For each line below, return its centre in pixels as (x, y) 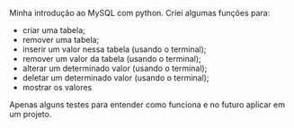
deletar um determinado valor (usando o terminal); (116, 78)
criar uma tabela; (53, 30)
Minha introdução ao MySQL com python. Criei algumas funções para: (140, 13)
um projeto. (31, 114)
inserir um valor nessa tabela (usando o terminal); (114, 49)
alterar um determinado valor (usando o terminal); (115, 68)
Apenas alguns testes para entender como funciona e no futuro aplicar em (147, 105)
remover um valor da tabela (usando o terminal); (112, 59)
